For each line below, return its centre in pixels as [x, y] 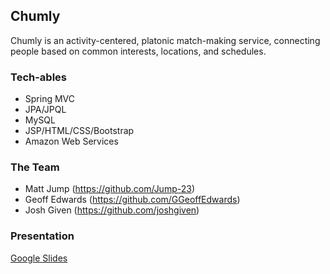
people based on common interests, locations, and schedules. [138, 51]
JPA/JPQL [45, 110]
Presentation [42, 236]
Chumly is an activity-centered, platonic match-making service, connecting [165, 40]
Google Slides [39, 258]
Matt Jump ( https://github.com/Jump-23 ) [109, 189]
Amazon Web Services [71, 141]
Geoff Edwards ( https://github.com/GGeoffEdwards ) [132, 200]
